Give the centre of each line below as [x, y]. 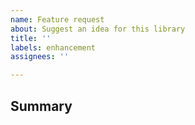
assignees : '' [40, 57]
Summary [41, 106]
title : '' [31, 38]
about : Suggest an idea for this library [98, 29]
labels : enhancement [53, 47]
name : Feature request [57, 19]
